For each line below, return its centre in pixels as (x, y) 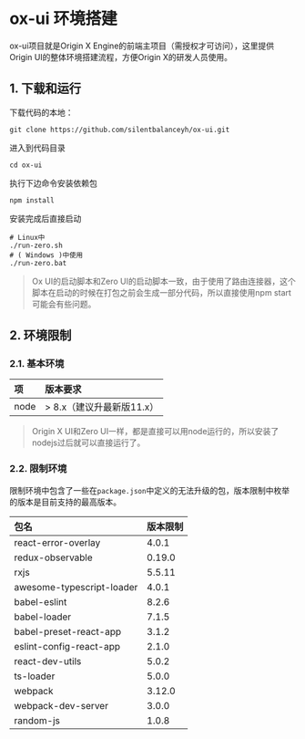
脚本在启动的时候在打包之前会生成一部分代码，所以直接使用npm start (161, 292)
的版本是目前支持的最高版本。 (65, 502)
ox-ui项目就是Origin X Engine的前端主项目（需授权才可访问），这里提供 (142, 46)
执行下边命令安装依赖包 (53, 182)
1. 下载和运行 (46, 89)
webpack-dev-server (61, 705)
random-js (37, 720)
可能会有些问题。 (64, 304)
